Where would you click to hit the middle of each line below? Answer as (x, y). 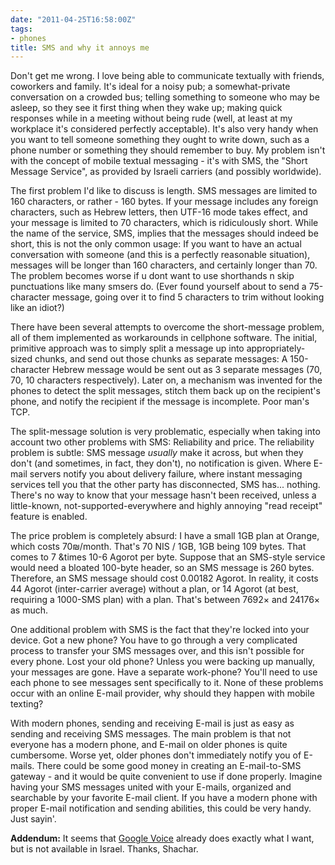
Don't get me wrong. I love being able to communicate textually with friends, (167, 76)
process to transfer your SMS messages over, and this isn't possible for (157, 651)
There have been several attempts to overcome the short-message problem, (167, 327)
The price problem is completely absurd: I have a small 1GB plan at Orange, (165, 536)
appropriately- (276, 348)
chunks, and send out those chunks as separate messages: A (161, 359)
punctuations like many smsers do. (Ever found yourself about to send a (158, 287)
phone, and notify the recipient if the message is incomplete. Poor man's (160, 402)
